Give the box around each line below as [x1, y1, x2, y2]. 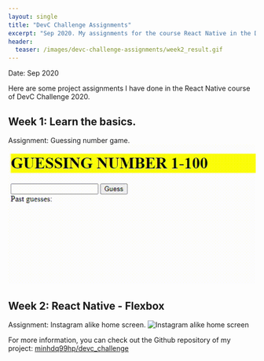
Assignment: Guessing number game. [8, 135, 130, 145]
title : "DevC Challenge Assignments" [8, 20, 132, 29]
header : [8, 38, 34, 46]
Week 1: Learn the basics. [8, 115, 137, 128]
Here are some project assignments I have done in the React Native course [8, 83, 251, 94]
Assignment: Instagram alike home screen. [8, 320, 146, 330]
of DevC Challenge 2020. [8, 92, 90, 101]
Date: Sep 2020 [8, 68, 59, 78]
